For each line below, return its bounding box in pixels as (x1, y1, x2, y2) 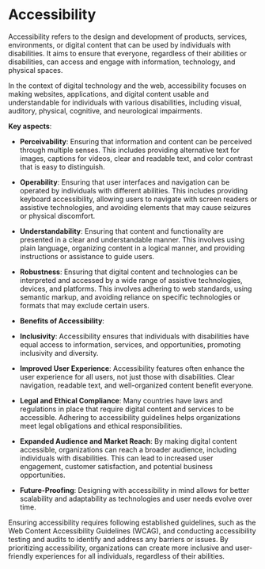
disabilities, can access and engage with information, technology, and (8, 57, 236, 67)
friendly (8, 551, 34, 560)
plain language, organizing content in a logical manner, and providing (19, 243, 245, 253)
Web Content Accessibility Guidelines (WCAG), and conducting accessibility (8, 525, 256, 536)
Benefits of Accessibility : (19, 315, 105, 326)
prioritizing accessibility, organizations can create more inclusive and (8, 543, 233, 552)
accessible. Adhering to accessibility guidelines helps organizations (19, 412, 241, 422)
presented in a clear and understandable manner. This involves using (19, 235, 245, 244)
